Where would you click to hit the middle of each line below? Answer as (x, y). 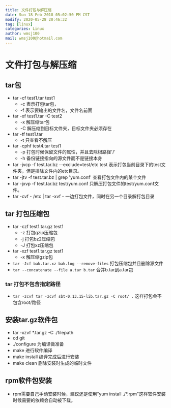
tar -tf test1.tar (28, 134)
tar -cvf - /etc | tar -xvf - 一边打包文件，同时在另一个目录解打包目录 (83, 196)
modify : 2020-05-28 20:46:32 (36, 19)
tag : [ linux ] (19, 24)
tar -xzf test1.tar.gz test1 (38, 251)
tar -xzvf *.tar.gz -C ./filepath (43, 332)
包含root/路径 (27, 302)
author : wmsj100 (22, 34)
